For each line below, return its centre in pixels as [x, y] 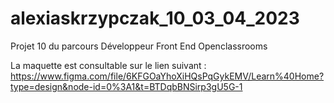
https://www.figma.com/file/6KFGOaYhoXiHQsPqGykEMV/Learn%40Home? [167, 76]
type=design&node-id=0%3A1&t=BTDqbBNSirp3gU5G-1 [126, 86]
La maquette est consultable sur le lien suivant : [108, 65]
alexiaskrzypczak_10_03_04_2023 [155, 18]
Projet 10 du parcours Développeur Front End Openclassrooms [139, 46]
